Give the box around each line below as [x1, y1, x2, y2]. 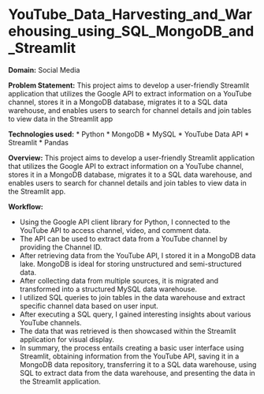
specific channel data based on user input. [19, 301, 159, 310]
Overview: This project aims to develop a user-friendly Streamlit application [8, 152, 255, 163]
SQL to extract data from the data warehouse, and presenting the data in [19, 368, 256, 377]
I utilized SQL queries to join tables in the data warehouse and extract [19, 292, 246, 302]
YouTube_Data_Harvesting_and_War [8, 6, 252, 24]
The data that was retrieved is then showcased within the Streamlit [19, 326, 236, 336]
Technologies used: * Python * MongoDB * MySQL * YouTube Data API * [8, 129, 250, 139]
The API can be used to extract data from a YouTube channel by [19, 234, 228, 243]
